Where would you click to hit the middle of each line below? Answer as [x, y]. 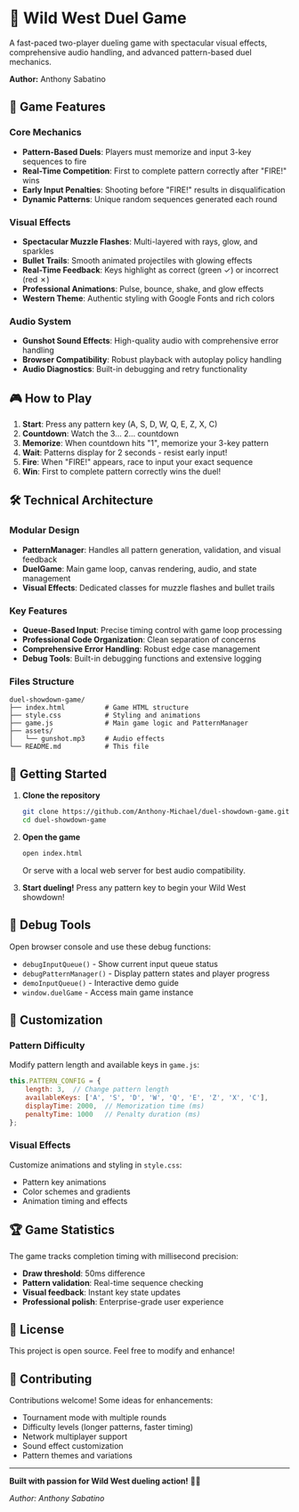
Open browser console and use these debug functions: [110, 947]
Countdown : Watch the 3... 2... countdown [101, 434]
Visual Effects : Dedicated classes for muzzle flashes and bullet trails [149, 588]
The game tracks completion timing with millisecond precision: [124, 1256]
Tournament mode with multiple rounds [94, 1418]
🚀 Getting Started [58, 774]
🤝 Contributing [51, 1379]
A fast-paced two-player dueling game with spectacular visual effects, [138, 43]
